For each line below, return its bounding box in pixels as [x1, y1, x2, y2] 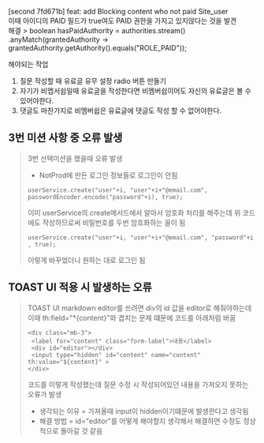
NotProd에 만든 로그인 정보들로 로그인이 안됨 [39, 170, 178, 180]
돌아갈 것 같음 [60, 426, 103, 435]
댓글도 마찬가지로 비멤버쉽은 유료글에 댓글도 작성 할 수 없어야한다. [19, 106, 222, 115]
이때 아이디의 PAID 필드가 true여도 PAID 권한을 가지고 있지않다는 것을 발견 [8, 16, 237, 25]
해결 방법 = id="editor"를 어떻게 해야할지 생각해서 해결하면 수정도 [39, 416, 242, 426]
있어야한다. [19, 96, 54, 105]
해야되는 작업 [8, 59, 49, 69]
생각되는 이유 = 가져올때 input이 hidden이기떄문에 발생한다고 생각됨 [39, 406, 249, 415]
